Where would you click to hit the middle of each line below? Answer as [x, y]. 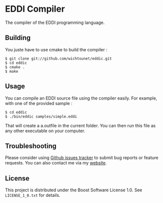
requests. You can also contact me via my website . [56, 163]
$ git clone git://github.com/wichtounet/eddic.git [58, 59]
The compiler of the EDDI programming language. [55, 22]
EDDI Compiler [35, 9]
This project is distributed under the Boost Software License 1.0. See [74, 190]
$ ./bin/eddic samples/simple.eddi [41, 116]
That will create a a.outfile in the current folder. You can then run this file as [80, 125]
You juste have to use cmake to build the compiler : [56, 49]
